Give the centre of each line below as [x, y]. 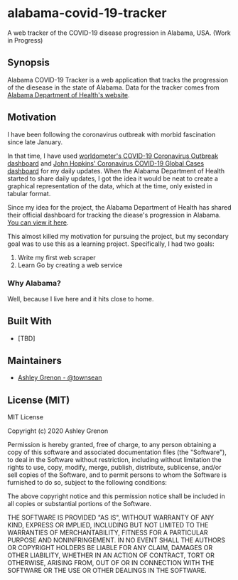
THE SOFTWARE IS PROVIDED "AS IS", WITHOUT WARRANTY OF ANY [111, 517]
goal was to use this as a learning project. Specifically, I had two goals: [111, 244]
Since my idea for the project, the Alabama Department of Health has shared [119, 207]
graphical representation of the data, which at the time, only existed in [110, 186]
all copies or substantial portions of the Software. [79, 504]
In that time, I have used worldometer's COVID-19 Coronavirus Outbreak [113, 156]
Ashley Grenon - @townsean [60, 377]
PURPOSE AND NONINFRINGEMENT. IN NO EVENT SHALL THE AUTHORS [117, 540]
